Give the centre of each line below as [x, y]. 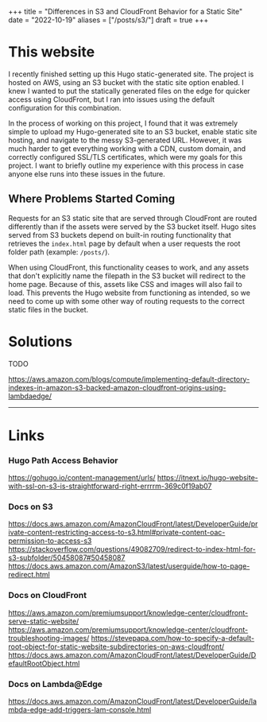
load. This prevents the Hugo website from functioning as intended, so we [129, 293]
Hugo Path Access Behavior [63, 460]
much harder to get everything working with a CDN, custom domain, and [127, 148]
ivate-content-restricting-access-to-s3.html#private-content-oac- [117, 533]
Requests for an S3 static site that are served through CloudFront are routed [133, 218]
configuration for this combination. [65, 107]
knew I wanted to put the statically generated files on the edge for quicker [129, 91]
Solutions [41, 342]
